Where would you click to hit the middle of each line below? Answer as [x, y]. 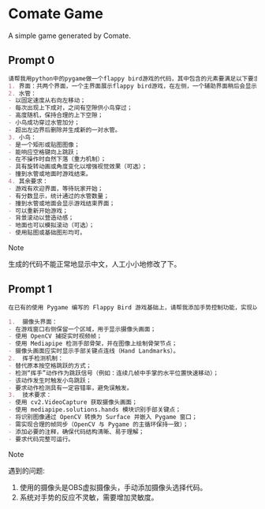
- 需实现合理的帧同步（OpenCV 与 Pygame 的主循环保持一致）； [99, 424]
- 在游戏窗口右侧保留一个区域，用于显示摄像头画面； [82, 329]
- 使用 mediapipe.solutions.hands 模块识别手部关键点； [95, 410]
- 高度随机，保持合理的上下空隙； [56, 115]
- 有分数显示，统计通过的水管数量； [59, 196]
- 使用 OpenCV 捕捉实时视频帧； [55, 336]
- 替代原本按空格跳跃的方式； [50, 365]
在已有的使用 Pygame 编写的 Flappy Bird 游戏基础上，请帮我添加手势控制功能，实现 [131, 307]
